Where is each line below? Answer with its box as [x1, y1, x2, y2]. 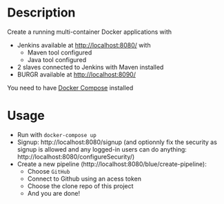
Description [7, 5, 76, 21]
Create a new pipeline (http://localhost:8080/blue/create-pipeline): [17, 160, 207, 168]
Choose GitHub [27, 167, 70, 175]
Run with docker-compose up [17, 130, 96, 139]
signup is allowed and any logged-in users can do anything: [17, 145, 187, 153]
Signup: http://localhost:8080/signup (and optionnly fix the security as [17, 138, 217, 146]
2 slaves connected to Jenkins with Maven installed [17, 63, 164, 71]
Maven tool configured [27, 48, 92, 57]
